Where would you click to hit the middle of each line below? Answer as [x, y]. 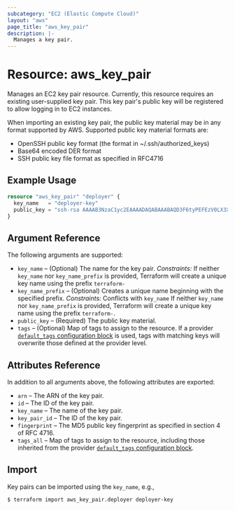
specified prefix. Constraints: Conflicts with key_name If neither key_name [120, 298]
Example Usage [42, 181]
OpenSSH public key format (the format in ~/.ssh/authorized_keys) [113, 144]
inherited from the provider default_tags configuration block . [106, 448]
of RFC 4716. [36, 433]
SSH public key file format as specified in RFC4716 [91, 159]
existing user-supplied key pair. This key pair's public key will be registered [115, 102]
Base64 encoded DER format [59, 151]
